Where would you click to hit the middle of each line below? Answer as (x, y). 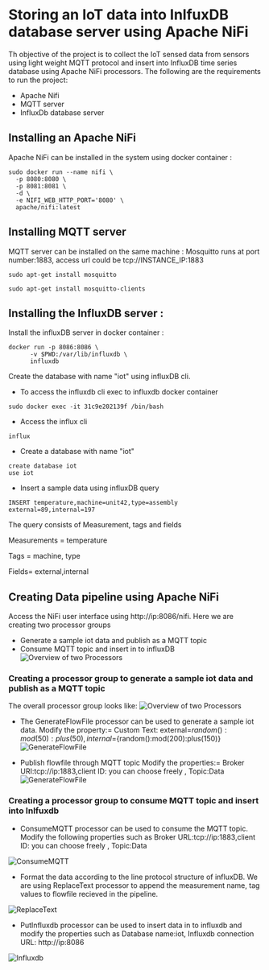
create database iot (43, 466)
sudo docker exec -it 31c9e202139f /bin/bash (86, 407)
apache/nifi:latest (48, 207)
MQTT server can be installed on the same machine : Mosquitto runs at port (134, 251)
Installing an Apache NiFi (72, 138)
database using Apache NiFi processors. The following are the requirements (135, 71)
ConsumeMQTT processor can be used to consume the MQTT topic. (134, 828)
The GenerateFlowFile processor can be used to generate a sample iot (137, 721)
